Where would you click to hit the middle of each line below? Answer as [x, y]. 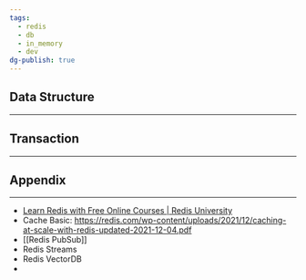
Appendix [38, 180]
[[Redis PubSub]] [55, 240]
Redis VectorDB [52, 259]
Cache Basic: [47, 221]
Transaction [45, 139]
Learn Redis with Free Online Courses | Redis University [127, 211]
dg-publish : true [42, 60]
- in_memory [41, 43]
